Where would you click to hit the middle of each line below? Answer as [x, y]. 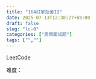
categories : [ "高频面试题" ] [39, 35]
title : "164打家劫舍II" [34, 12]
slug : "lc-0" [23, 29]
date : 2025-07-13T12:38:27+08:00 [48, 18]
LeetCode [19, 57]
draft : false [23, 23]
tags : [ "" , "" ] [24, 40]
